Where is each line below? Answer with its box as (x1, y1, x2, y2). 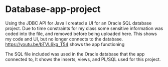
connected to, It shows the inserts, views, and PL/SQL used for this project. (5, 56, 161, 62)
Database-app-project (5, 3, 101, 15)
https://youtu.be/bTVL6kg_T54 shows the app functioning (5, 41, 125, 47)
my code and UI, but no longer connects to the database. (5, 36, 123, 42)
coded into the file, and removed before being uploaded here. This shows (5, 30, 157, 36)
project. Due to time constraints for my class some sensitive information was (5, 25, 163, 31)
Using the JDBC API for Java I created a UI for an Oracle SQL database (5, 20, 152, 26)
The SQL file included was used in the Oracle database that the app (5, 51, 145, 57)
